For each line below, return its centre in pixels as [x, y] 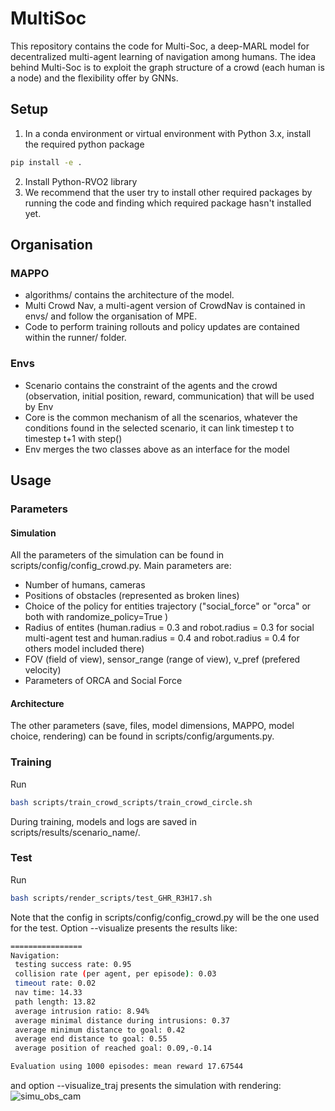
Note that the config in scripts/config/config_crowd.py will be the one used [165, 917]
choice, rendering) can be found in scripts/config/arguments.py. [142, 736]
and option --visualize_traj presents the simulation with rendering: [146, 1086]
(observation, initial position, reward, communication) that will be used [169, 396]
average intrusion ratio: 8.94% [82, 1011]
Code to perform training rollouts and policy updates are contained [162, 327]
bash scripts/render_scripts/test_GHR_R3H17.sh [111, 898]
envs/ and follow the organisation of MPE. [111, 316]
